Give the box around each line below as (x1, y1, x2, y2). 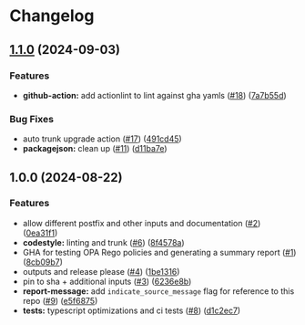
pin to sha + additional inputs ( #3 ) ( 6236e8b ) (22, 276, 192, 287)
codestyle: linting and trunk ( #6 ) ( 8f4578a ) (22, 236, 185, 247)
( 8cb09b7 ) (22, 257, 64, 267)
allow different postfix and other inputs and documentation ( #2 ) (22, 217, 261, 228)
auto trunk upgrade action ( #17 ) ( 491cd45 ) (22, 133, 182, 144)
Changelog (9, 5, 95, 26)
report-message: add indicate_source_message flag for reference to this (22, 285, 295, 297)
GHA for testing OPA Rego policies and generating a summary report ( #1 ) (22, 246, 297, 257)
